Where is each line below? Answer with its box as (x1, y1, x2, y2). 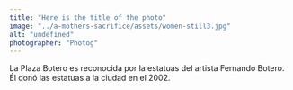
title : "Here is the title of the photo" (9, 13, 167, 22)
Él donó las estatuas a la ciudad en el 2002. (9, 73, 171, 84)
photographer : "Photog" (9, 38, 99, 48)
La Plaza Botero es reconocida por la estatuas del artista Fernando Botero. (9, 63, 285, 74)
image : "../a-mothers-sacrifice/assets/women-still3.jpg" (9, 22, 231, 31)
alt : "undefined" (9, 30, 75, 39)
